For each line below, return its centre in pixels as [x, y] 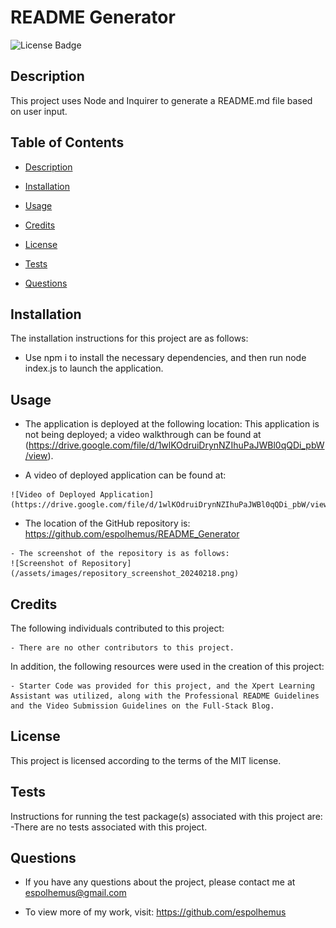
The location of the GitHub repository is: [107, 523]
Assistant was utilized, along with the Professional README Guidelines [165, 696]
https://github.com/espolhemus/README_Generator [132, 534]
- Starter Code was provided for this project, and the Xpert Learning [162, 686]
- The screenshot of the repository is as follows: [120, 554]
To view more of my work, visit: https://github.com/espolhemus [155, 912]
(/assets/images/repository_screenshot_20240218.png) [125, 574]
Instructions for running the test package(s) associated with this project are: [166, 816]
